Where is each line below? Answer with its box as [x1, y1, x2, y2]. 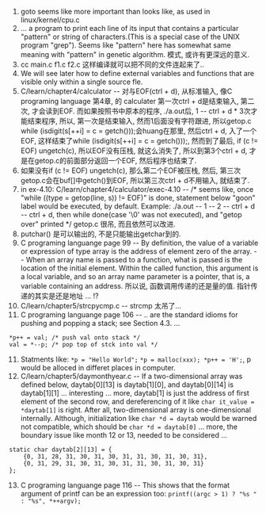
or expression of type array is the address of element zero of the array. [20, 247, 253, 256]
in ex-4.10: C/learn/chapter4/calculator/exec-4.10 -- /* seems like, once [20, 185, 254, 193]
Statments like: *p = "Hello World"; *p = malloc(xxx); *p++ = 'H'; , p [20, 354, 252, 364]
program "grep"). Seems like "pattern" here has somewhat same [20, 40, 232, 50]
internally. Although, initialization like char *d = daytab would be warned [20, 414, 257, 423]
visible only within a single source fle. [20, 77, 143, 86]
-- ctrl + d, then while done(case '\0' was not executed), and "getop [20, 210, 242, 219]
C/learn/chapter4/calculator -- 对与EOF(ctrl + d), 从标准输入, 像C [20, 86, 233, 96]
